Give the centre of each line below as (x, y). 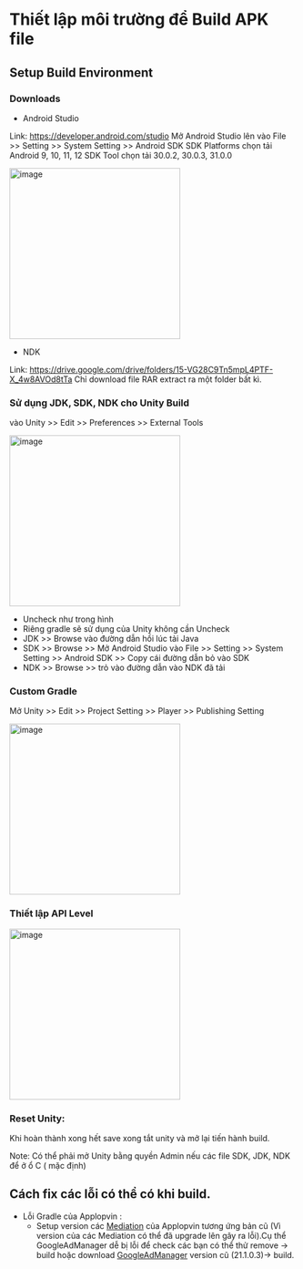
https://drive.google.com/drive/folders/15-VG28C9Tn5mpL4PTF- (151, 369)
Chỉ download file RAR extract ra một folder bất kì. (168, 379)
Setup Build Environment (81, 72)
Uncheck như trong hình (68, 619)
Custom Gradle (43, 691)
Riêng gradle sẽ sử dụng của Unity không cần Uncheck (126, 629)
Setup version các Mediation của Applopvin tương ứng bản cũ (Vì (158, 1225)
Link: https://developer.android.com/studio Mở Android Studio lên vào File (148, 136)
